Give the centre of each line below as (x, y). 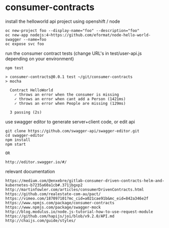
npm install (18, 140)
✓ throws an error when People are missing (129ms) (70, 103)
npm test (14, 68)
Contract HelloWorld (31, 90)
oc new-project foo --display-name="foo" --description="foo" (72, 30)
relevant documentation (30, 171)
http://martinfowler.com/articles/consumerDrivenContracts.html (75, 189)
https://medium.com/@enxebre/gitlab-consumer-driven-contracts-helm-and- (85, 181)
